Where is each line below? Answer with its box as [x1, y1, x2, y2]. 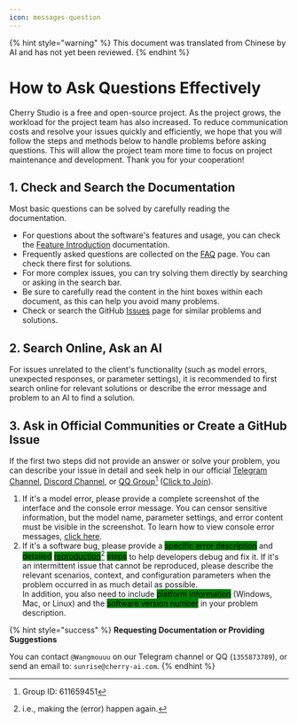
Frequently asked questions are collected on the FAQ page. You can [21, 249, 271, 260]
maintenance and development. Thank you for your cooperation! [9, 154, 245, 165]
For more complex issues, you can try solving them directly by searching [21, 268, 288, 279]
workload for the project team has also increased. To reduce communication [9, 116, 288, 127]
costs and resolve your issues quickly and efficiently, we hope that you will [9, 126, 282, 137]
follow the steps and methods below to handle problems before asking [9, 135, 267, 146]
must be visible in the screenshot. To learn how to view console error [21, 521, 275, 532]
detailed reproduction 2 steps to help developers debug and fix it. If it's [21, 549, 279, 562]
